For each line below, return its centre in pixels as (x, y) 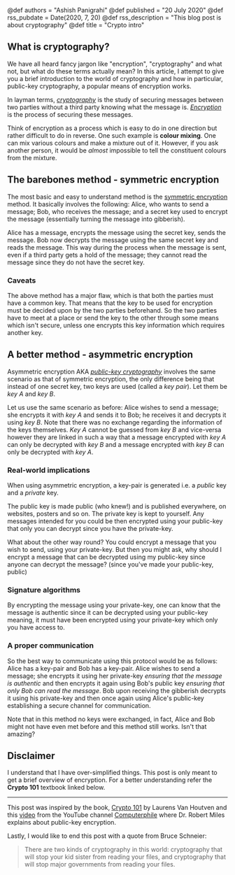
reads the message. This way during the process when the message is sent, (117, 247)
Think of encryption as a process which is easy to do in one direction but (112, 128)
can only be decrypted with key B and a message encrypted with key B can (116, 444)
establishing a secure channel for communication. (79, 705)
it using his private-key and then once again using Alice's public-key (106, 698)
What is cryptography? (58, 47)
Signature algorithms (44, 590)
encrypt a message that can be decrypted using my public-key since (106, 557)
